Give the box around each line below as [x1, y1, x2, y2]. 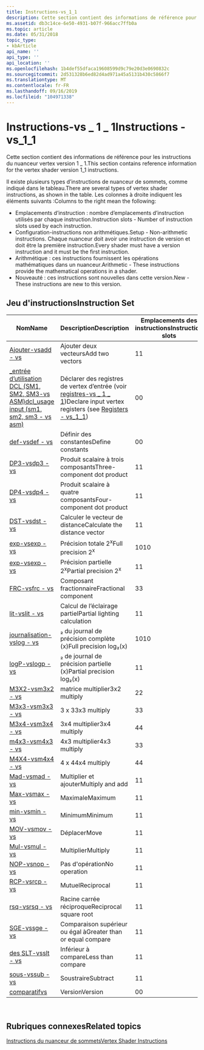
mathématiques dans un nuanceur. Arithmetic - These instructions [15, 261, 180, 268]
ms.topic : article [6, 26, 53, 32]
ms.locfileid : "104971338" [6, 94, 75, 100]
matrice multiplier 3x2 [60, 685, 121, 693]
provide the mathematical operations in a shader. [15, 267, 138, 275]
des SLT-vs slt [9, 949, 50, 957]
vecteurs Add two [60, 349, 109, 358]
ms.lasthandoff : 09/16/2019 [6, 88, 78, 94]
